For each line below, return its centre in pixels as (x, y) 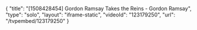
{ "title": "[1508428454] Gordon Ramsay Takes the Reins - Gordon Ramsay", (99, 9)
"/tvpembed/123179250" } (37, 21)
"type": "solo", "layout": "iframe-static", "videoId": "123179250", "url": (90, 15)
